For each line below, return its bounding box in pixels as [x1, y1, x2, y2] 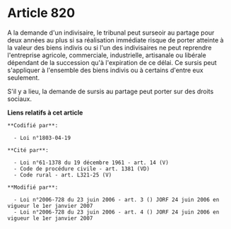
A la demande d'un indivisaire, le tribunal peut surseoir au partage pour [7, 28, 215, 37]
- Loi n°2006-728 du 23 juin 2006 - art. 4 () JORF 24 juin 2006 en [13, 209, 220, 216]
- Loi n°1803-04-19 [13, 134, 71, 141]
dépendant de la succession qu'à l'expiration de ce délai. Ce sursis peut [7, 58, 217, 66]
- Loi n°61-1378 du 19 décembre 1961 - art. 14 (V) [13, 159, 170, 166]
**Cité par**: [7, 146, 49, 153]
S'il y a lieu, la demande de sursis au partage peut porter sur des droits [7, 87, 214, 95]
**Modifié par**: [7, 184, 59, 191]
